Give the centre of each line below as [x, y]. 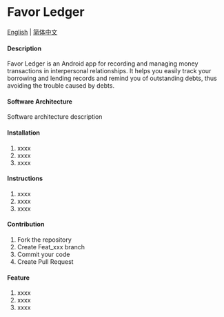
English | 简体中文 [32, 32]
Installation [23, 133]
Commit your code [43, 254]
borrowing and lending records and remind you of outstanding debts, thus [112, 78]
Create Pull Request [45, 261]
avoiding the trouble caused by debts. [61, 86]
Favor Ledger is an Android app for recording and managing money [103, 64]
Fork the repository [44, 240]
